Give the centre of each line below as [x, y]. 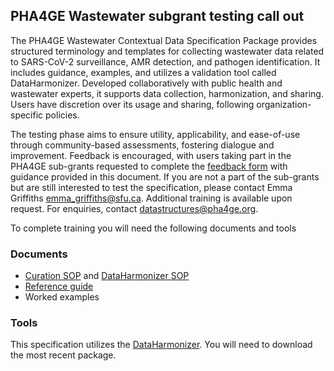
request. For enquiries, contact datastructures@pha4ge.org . [134, 208]
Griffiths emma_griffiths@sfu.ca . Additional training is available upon [151, 198]
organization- [284, 104]
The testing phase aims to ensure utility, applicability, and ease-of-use [155, 134]
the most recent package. [63, 355]
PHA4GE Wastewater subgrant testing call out [157, 16]
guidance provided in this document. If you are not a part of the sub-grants [165, 176]
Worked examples [62, 297]
